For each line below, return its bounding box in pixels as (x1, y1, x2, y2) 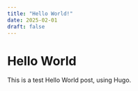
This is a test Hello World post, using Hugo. (7, 76, 132, 84)
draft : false (7, 23, 45, 30)
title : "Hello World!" (7, 10, 73, 17)
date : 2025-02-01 (7, 17, 58, 24)
